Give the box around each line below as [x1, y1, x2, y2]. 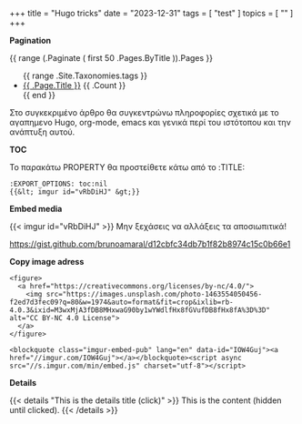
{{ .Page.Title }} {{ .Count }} [22, 80, 126, 90]
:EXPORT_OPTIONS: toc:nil [9, 179, 107, 188]
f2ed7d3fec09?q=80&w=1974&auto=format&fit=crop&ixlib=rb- [9, 298, 234, 307]
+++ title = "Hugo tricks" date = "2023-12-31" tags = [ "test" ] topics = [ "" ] [9, 8, 294, 18]
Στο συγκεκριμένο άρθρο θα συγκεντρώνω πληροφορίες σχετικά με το [9, 107, 279, 117]
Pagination [9, 35, 52, 45]
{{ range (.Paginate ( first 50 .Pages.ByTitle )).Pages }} [9, 53, 214, 63]
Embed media [9, 204, 63, 214]
